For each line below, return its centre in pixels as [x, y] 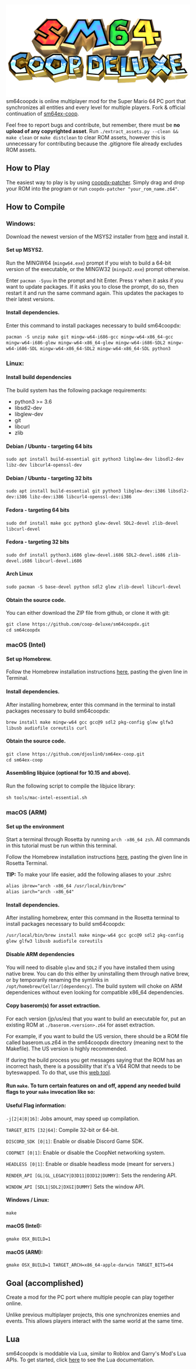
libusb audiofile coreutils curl [47, 728]
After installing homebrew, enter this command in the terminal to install [91, 704]
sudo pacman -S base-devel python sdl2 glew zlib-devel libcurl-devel [94, 587]
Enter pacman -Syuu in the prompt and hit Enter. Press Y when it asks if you [95, 280]
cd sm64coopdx [23, 630]
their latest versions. [31, 299]
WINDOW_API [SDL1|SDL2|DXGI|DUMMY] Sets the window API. [75, 1186]
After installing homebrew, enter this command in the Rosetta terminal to [93, 918]
